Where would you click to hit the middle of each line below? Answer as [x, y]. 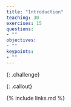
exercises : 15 [24, 23]
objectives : [21, 40]
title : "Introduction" [35, 12]
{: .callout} [19, 86]
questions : [20, 29]
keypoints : [20, 52]
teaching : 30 [23, 18]
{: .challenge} [23, 74]
